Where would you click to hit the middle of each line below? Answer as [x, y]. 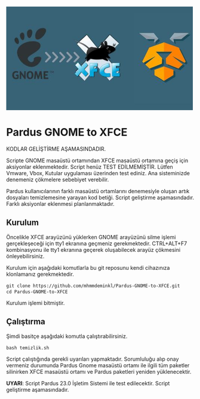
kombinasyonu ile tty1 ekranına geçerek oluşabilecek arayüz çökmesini [93, 249]
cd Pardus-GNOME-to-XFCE [37, 292]
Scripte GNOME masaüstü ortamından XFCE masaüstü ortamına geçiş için [97, 160]
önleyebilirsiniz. [25, 256]
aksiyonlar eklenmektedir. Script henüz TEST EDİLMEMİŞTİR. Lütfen [90, 167]
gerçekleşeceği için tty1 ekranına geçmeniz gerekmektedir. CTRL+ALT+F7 [97, 243]
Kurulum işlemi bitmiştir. [36, 303]
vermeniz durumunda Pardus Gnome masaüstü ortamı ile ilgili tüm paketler [98, 365]
